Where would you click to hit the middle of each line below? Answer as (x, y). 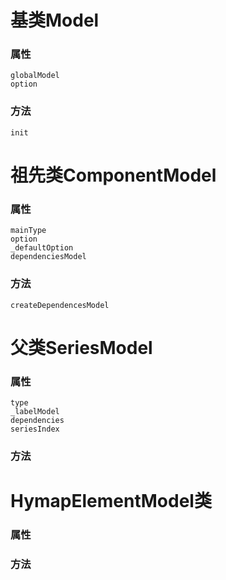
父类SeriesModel (81, 347)
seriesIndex (35, 429)
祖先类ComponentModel (113, 175)
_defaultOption (42, 248)
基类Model (55, 20)
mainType (28, 231)
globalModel (35, 76)
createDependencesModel (60, 305)
